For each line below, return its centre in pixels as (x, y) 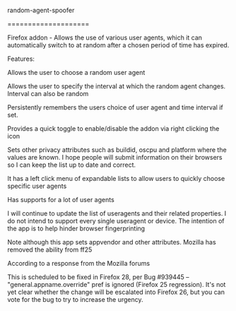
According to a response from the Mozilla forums (79, 263)
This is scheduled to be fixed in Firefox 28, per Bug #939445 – (98, 277)
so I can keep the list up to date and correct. (72, 165)
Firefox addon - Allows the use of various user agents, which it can (105, 37)
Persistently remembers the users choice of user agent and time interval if (116, 107)
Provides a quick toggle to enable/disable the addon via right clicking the (113, 129)
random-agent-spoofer (41, 10)
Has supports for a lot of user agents (61, 200)
